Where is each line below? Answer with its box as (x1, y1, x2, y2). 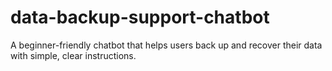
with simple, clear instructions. (10, 49, 137, 61)
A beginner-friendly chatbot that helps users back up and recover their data (10, 39, 323, 51)
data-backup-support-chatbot (10, 6, 270, 29)
